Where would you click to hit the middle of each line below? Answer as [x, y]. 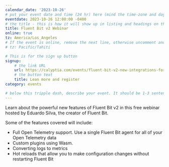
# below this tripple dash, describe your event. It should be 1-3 [77, 93]
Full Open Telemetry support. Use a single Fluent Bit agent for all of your [87, 132]
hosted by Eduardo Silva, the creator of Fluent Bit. [57, 113]
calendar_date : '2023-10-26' [36, 10]
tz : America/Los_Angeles [31, 38]
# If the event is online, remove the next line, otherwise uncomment [81, 43]
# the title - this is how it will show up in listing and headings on [82, 24]
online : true [19, 33]
